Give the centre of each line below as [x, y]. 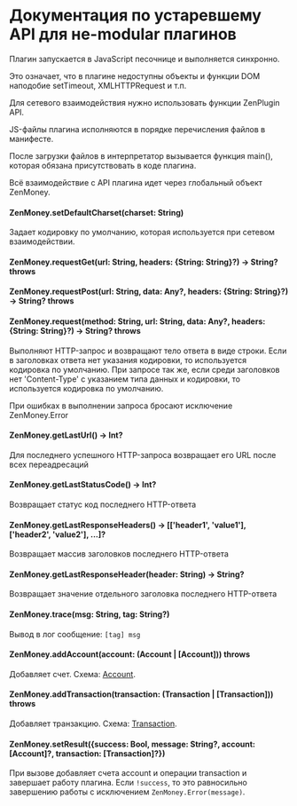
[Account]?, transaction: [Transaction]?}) [87, 753]
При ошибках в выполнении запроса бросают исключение [121, 406]
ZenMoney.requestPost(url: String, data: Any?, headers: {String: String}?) [149, 292]
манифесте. [31, 138]
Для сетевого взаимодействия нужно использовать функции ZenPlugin [145, 102]
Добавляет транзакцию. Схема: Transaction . [93, 723]
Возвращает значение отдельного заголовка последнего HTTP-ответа [143, 594]
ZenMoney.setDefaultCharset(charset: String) [97, 212]
